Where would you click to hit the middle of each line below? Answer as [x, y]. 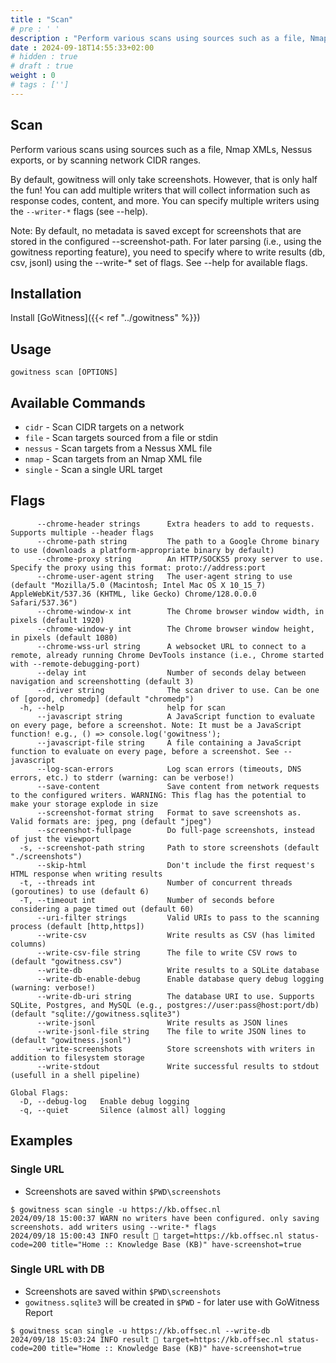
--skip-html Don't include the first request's [175, 865]
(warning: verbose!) [53, 987]
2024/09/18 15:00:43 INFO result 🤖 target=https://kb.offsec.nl [147, 1236]
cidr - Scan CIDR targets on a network [104, 427]
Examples [41, 1141]
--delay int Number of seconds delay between [171, 672]
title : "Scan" [42, 19]
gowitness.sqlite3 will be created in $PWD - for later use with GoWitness [172, 1302]
